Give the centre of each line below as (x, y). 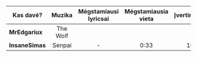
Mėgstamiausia (147, 11)
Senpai (62, 45)
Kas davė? (28, 15)
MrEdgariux (26, 32)
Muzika (62, 15)
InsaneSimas (27, 45)
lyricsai (98, 19)
